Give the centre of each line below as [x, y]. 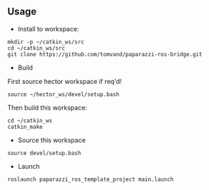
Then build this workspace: [47, 107]
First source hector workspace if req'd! [65, 81]
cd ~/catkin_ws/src [36, 48]
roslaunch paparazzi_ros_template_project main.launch [91, 179]
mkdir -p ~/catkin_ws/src [46, 42]
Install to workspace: [49, 28]
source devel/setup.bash [44, 153]
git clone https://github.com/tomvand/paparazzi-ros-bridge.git [105, 54]
